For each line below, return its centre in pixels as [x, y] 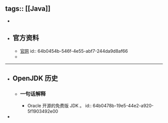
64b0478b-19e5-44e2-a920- [123, 106]
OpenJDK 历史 [35, 79]
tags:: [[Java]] [28, 9]
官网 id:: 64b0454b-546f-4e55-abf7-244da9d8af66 [74, 51]
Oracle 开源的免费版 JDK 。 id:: [59, 106]
